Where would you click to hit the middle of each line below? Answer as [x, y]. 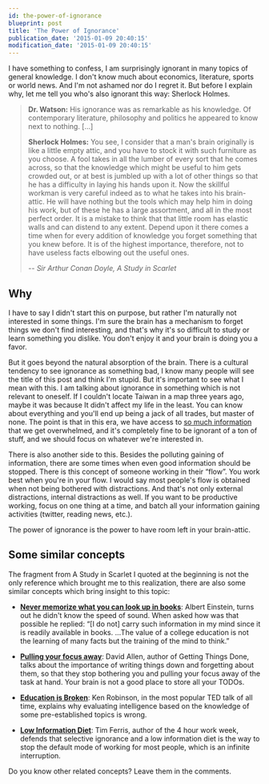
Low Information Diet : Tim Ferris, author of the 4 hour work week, [129, 729]
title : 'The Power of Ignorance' [64, 30]
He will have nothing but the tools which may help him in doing [150, 202]
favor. [18, 346]
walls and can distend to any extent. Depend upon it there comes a [138, 227]
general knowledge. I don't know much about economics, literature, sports [131, 77]
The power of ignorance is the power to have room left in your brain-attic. [129, 529]
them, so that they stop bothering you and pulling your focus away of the [140, 673]
